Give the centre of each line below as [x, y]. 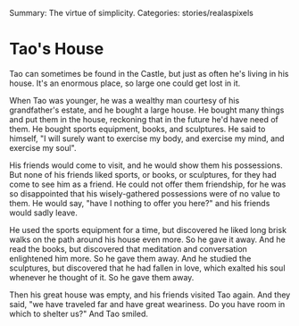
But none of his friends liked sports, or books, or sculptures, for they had [143, 174]
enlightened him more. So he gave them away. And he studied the [130, 258]
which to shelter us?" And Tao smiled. [79, 313]
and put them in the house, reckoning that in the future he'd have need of [144, 119]
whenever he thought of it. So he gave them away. [102, 277]
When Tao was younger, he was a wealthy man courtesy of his [125, 100]
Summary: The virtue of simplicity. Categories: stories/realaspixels [132, 13]
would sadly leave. [44, 213]
